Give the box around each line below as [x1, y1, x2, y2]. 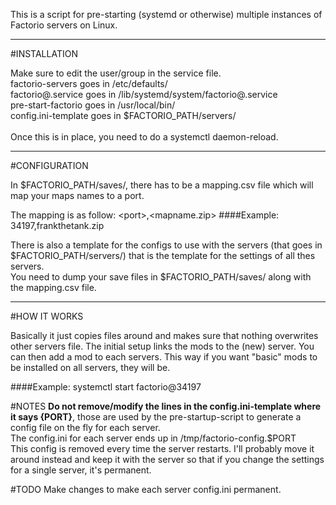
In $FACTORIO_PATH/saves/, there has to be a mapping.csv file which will [10, 179, 314, 191]
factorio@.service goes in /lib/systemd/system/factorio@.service [10, 89, 278, 100]
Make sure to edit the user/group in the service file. [10, 67, 222, 79]
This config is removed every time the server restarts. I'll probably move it [10, 443, 315, 454]
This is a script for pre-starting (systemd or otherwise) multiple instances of [10, 9, 323, 20]
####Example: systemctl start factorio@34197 [10, 381, 202, 393]
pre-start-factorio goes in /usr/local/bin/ [10, 99, 176, 111]
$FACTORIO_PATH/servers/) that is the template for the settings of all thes [10, 250, 316, 261]
